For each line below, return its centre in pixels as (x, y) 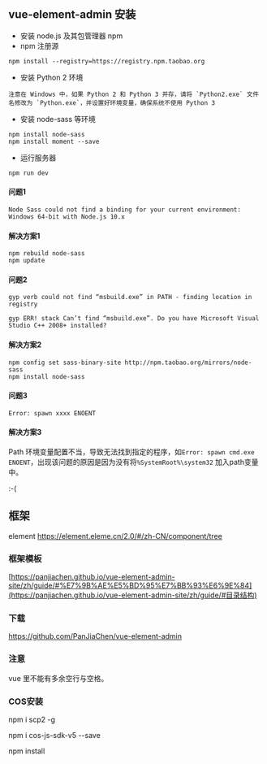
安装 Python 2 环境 (52, 77)
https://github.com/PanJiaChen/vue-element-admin (95, 636)
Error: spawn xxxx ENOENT (52, 413)
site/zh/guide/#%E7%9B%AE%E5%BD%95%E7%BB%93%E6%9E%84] (130, 586)
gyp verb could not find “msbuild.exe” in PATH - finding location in (130, 297)
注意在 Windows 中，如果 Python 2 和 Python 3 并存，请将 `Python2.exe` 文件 (134, 94)
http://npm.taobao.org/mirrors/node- (188, 362)
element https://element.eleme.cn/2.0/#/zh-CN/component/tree (116, 536)
